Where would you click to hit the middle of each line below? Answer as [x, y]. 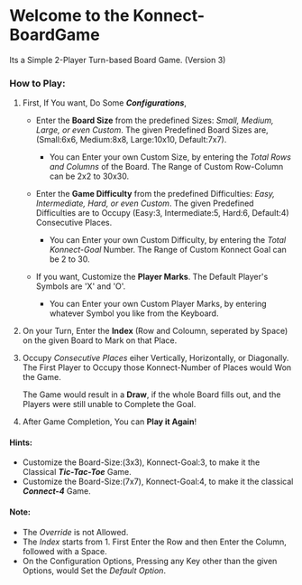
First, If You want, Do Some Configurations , [105, 103]
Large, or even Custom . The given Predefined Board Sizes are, [152, 130]
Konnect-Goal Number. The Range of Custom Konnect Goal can [168, 250]
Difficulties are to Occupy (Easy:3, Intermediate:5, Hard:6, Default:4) [163, 213]
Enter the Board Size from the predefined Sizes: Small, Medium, [155, 121]
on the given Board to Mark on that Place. [100, 340]
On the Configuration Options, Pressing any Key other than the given [150, 561]
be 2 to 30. [69, 259]
